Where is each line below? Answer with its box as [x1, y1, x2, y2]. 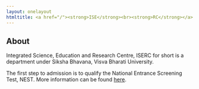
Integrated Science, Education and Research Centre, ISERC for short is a [6, 52, 184, 59]
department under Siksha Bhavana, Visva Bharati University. [6, 58, 154, 65]
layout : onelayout [6, 8, 52, 15]
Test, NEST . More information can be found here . [6, 76, 127, 83]
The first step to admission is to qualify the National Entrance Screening [6, 69, 183, 77]
